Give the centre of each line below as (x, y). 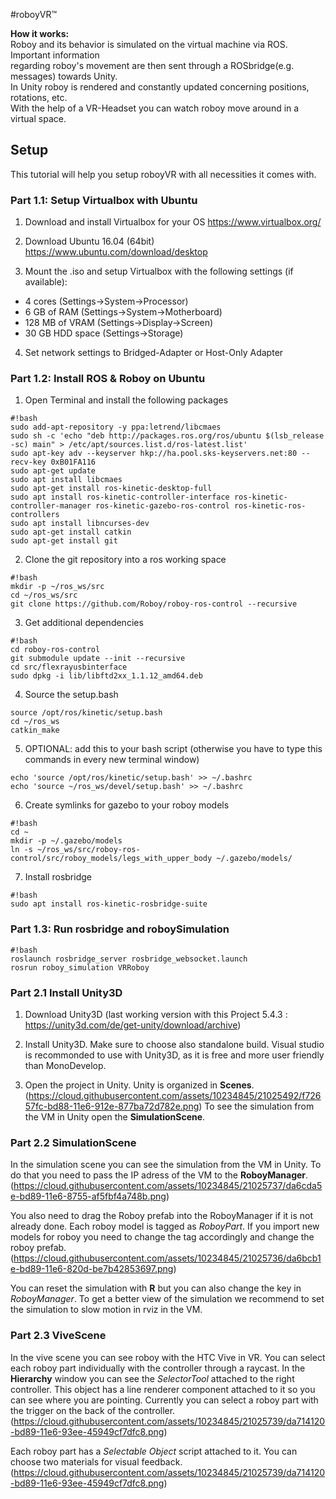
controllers (35, 515)
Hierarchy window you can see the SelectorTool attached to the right (152, 1378)
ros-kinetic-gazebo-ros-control (162, 506)
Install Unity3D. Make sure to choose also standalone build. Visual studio (174, 1044)
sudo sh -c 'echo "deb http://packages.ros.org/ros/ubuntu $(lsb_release (167, 436)
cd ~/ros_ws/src (44, 595)
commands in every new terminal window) (112, 760)
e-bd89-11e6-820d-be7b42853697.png (92, 1269)
